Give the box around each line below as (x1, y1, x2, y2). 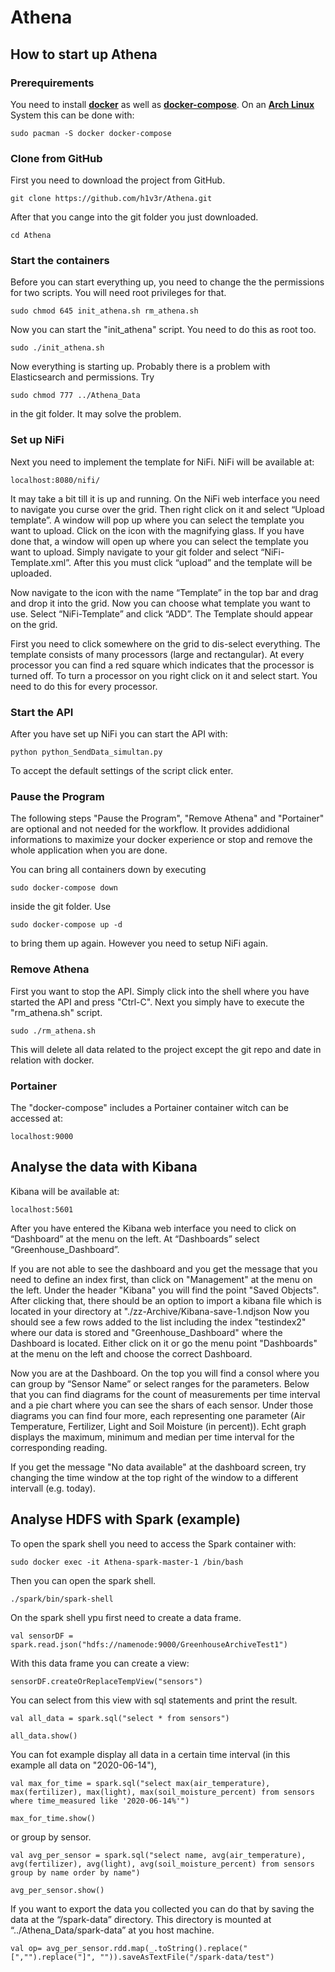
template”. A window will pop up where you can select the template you (10, 514, 305, 526)
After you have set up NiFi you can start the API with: (10, 728, 228, 740)
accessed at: (10, 1112, 63, 1124)
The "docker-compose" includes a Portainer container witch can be (10, 1101, 289, 1113)
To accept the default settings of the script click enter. (10, 765, 234, 777)
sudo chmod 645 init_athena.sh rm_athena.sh (10, 306, 199, 316)
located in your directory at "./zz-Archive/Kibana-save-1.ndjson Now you (10, 1305, 310, 1317)
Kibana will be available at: (10, 1185, 120, 1197)
